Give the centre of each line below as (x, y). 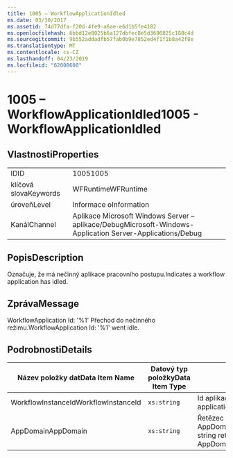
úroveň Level (31, 204)
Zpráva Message (43, 304)
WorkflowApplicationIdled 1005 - (103, 114)
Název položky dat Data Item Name (76, 378)
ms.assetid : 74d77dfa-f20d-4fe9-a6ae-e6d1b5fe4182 (82, 26)
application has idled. (37, 282)
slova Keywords (36, 193)
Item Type (169, 387)
